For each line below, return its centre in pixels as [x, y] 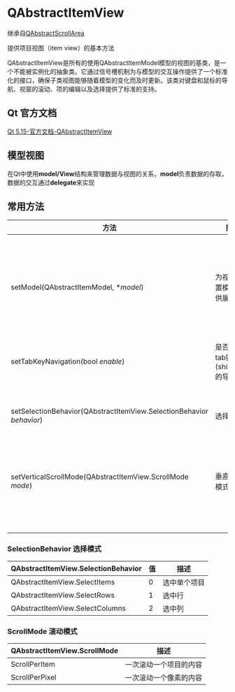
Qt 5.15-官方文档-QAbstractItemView [60, 131]
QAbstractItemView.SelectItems [63, 582]
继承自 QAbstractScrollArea [46, 33]
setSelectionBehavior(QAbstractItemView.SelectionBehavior [109, 412]
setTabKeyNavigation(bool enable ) [68, 361]
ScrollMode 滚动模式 [43, 631]
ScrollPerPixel [34, 677]
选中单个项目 [184, 582]
